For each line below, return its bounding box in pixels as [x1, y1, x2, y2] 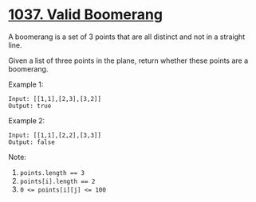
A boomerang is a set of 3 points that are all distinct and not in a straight [8, 32, 246, 41]
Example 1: [8, 80, 44, 89]
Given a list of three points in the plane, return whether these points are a [8, 56, 249, 65]
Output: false [8, 138, 56, 146]
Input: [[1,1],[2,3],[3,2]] [8, 95, 102, 103]
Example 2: [8, 115, 45, 125]
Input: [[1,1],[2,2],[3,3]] [8, 131, 102, 139]
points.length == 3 [19, 169, 85, 177]
